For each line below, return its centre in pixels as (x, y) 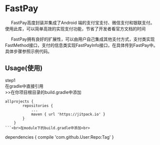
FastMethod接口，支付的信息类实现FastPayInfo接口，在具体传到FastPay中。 (81, 45)
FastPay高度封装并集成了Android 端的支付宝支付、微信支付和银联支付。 (83, 22)
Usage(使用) (24, 68)
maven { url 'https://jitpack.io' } (68, 114)
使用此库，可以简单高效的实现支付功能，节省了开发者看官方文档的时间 (75, 29)
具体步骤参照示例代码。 (28, 51)
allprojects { (19, 101)
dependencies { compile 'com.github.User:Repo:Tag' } (60, 137)
